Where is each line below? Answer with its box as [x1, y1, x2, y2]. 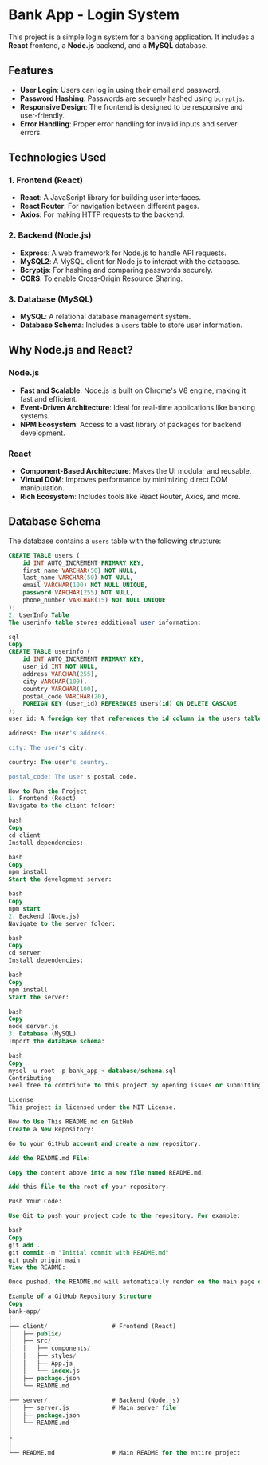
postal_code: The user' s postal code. [8, 772, 137, 781]
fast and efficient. [19, 394, 78, 403]
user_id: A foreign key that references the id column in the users [8, 714, 241, 723]
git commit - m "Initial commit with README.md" [8, 1248, 170, 1257]
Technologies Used [8, 150, 106, 165]
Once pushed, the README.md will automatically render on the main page [8, 1278, 255, 1286]
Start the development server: [8, 875, 112, 883]
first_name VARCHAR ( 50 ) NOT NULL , [22, 566, 137, 574]
